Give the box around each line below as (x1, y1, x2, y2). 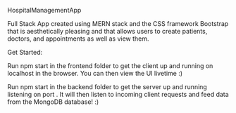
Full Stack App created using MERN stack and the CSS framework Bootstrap (7, 20, 229, 27)
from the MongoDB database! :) (7, 98, 99, 106)
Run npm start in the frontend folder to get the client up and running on (7, 62, 213, 69)
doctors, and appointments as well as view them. (7, 34, 149, 43)
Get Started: (7, 48, 43, 56)
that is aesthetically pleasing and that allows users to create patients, (7, 27, 208, 35)
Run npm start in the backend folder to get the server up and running (7, 83, 208, 91)
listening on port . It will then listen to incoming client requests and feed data (7, 91, 229, 98)
